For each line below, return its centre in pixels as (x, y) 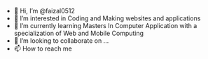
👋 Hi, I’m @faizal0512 (44, 11)
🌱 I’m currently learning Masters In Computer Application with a (105, 26)
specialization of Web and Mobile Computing (79, 33)
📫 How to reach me (43, 48)
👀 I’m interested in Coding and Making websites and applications (107, 18)
